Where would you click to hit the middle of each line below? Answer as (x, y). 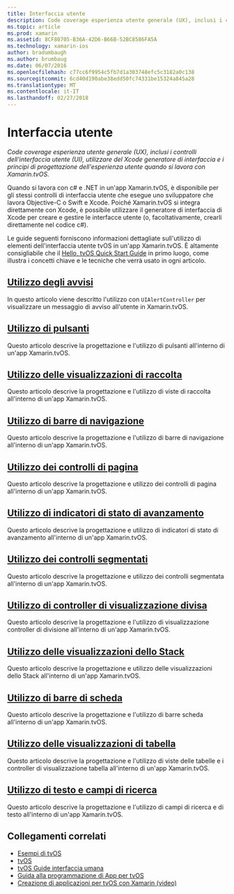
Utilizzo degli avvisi (50, 282)
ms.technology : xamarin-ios (48, 46)
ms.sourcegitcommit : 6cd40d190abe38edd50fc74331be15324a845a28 (101, 79)
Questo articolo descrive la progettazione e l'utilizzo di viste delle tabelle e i (116, 761)
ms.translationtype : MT (42, 85)
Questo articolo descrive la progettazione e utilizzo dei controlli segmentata (116, 576)
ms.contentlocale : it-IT (43, 91)
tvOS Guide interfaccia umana (61, 868)
